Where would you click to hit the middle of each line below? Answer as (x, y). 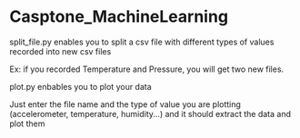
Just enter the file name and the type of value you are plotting (125, 104)
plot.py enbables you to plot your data (80, 86)
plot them (27, 123)
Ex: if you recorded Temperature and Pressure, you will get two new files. (147, 69)
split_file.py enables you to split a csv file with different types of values (142, 42)
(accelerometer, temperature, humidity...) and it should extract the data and (150, 113)
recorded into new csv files (60, 51)
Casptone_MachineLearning (119, 17)
